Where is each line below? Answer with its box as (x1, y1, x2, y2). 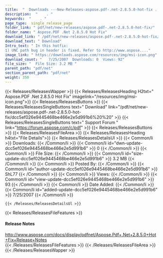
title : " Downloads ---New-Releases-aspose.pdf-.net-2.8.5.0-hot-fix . (5, 7, 158, 12)
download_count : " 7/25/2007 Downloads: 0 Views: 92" (5, 57, 125, 62)
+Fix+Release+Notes (5, 237, 47, 242)
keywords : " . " (5, 16, 47, 21)
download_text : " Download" (5, 39, 62, 44)
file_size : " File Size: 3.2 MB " (5, 61, 77, 66)
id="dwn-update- (107, 140, 143, 146)
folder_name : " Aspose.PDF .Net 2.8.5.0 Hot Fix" (5, 30, 108, 35)
